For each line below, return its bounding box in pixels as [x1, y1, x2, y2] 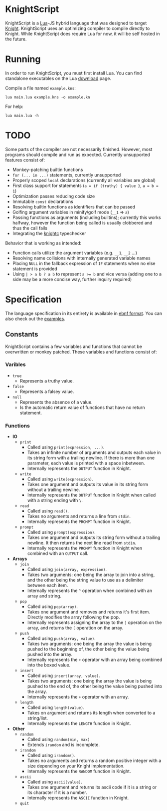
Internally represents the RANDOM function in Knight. [27, 768, 131, 774]
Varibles [5, 361, 26, 368]
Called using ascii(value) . [27, 779, 82, 785]
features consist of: [5, 156, 45, 163]
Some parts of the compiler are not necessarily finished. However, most [5, 146, 153, 152]
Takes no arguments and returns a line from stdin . [27, 513, 131, 519]
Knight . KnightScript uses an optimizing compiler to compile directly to [5, 25, 150, 31]
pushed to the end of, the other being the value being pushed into [27, 683, 163, 689]
